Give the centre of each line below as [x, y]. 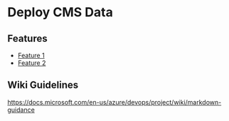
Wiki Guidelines [43, 85]
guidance [21, 110]
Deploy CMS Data [60, 12]
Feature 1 [31, 55]
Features [27, 39]
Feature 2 [32, 63]
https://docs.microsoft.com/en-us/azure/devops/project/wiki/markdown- [114, 102]
